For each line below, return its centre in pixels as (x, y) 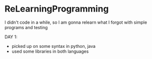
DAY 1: (11, 37)
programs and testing (26, 27)
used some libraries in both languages (50, 51)
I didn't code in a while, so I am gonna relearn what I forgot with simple (76, 22)
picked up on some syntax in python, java (54, 46)
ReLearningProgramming (57, 9)
